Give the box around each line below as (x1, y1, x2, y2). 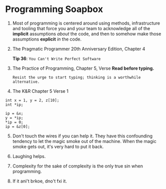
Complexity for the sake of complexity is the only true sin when (12, 163, 143, 169)
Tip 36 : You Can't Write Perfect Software (12, 55, 101, 61)
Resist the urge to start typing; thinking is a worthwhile (12, 75, 141, 80)
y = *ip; (5, 115, 24, 120)
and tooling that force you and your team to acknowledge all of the (12, 25, 150, 31)
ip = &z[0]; (5, 124, 30, 129)
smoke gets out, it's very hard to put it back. (12, 143, 104, 149)
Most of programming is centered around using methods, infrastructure (12, 20, 160, 26)
